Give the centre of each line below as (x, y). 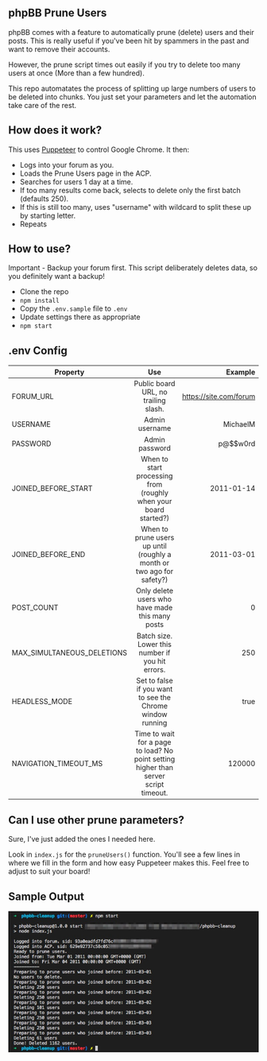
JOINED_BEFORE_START (52, 489)
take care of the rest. (43, 105)
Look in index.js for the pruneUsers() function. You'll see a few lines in (124, 854)
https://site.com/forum (219, 396)
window (155, 714)
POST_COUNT (35, 608)
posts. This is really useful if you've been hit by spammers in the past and (129, 41)
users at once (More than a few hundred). (76, 73)
